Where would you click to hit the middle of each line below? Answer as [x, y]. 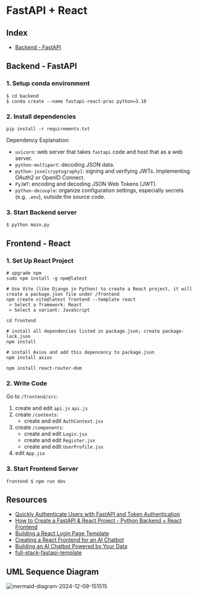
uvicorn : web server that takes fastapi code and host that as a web [99, 152]
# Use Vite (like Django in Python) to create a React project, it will [99, 289]
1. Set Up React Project [40, 260]
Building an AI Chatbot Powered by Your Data [71, 546]
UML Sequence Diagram [53, 572]
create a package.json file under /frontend [63, 294]
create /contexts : [37, 415]
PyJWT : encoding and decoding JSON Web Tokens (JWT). [86, 184]
